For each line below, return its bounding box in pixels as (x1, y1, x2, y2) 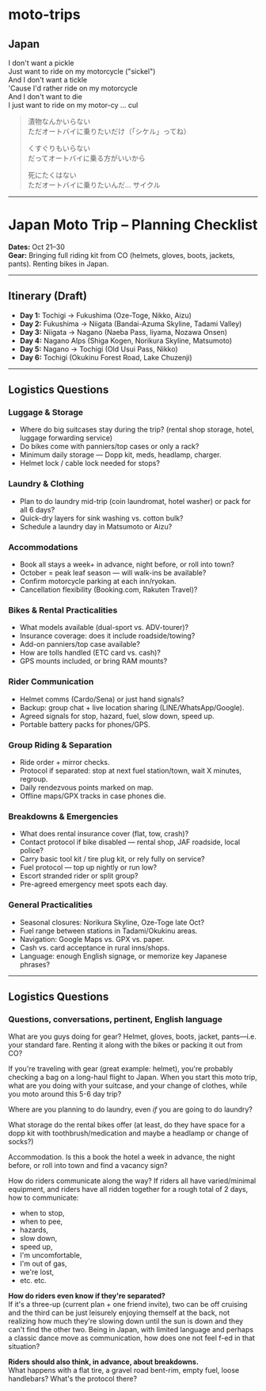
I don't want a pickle (8, 58, 74, 67)
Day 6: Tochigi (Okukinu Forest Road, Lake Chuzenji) (19, 352, 192, 362)
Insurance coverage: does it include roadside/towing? (19, 631, 196, 640)
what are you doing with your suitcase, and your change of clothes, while (8, 1081, 248, 1090)
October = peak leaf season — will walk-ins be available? (19, 568, 207, 578)
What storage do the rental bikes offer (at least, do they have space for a (8, 1120, 245, 1130)
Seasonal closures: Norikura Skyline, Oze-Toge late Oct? (19, 917, 204, 927)
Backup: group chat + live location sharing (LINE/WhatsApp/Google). (19, 702, 245, 712)
